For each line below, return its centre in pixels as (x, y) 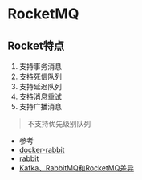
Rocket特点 (36, 45)
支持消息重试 (40, 96)
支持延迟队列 (40, 86)
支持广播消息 (40, 106)
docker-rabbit (42, 150)
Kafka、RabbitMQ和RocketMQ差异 (76, 168)
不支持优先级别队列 (59, 124)
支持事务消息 (40, 66)
